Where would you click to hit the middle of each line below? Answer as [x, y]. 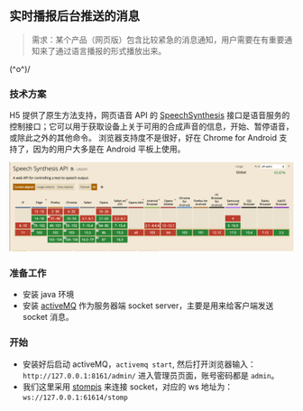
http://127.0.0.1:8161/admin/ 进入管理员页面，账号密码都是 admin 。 [151, 375]
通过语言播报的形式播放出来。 [111, 50]
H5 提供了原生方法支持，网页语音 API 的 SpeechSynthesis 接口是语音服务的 [150, 115]
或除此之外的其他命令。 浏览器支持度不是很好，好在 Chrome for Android [143, 138]
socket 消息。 [48, 317]
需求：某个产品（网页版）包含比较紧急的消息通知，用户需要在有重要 [158, 40]
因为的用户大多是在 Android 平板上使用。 [109, 149]
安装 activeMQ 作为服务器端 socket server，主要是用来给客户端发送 [148, 306]
